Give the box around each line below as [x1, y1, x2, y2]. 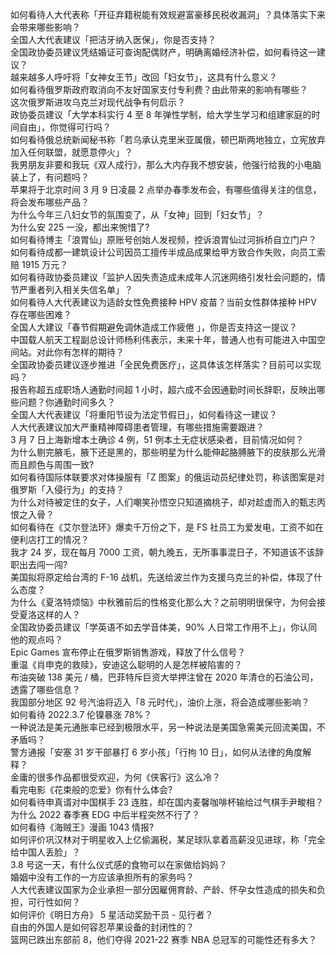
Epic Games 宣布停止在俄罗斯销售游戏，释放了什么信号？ [10, 646, 247, 658]
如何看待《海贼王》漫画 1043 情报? [10, 821, 155, 833]
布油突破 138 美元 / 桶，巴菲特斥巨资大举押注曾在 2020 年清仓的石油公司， [10, 671, 319, 683]
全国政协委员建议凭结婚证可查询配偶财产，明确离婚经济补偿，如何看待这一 [10, 46, 317, 58]
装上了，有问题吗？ [10, 171, 90, 183]
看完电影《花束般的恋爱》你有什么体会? [10, 784, 173, 795]
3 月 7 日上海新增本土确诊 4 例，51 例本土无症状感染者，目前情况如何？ [10, 434, 305, 445]
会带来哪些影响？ [10, 21, 81, 33]
